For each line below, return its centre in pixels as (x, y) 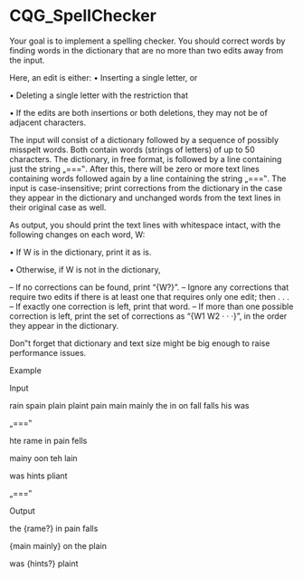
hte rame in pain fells (48, 440)
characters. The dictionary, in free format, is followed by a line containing (146, 159)
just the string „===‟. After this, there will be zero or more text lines (134, 169)
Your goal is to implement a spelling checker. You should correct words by (147, 41)
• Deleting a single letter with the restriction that (99, 95)
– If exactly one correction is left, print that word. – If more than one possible (151, 306)
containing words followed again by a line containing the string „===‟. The (148, 178)
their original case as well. (58, 207)
